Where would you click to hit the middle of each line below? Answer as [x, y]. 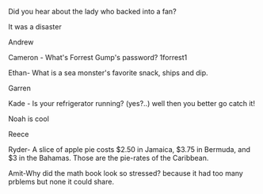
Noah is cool [29, 119]
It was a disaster [35, 27]
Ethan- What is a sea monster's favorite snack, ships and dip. [108, 73]
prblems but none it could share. [61, 182]
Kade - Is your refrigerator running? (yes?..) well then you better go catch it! [132, 103]
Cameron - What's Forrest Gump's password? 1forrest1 [98, 57]
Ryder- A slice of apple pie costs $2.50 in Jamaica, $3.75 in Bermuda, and [130, 149]
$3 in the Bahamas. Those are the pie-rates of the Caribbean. [109, 158]
